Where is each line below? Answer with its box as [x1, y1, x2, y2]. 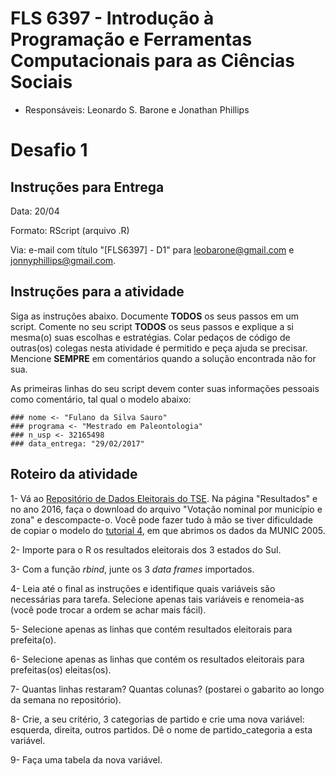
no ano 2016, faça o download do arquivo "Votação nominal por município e [10, 503, 323, 515]
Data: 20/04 [10, 205, 60, 217]
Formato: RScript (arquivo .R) [10, 224, 130, 236]
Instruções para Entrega [10, 178, 165, 196]
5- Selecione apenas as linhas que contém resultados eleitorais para [10, 623, 293, 635]
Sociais [10, 71, 73, 94]
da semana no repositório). [10, 693, 122, 706]
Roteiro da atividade [10, 466, 138, 483]
